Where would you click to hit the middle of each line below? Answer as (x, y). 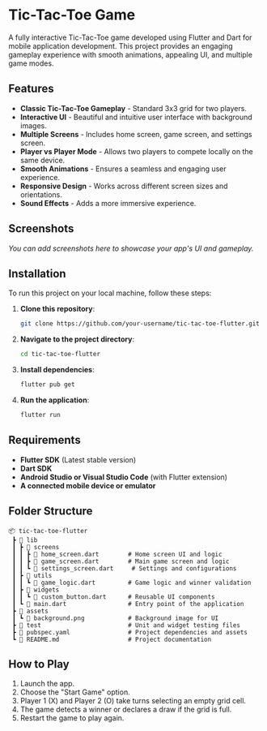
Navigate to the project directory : (77, 339)
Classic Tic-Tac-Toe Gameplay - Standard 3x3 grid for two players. (133, 108)
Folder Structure (51, 512)
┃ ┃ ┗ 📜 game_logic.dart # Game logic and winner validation (131, 583)
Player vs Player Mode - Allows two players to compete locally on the (136, 151)
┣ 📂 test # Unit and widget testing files (126, 625)
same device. (42, 160)
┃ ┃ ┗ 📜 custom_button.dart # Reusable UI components (114, 597)
